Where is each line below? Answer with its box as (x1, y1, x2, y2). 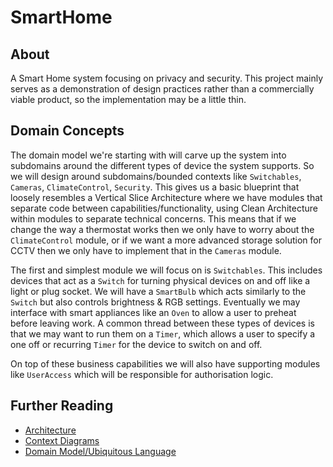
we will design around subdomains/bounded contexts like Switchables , (10, 170, 302, 182)
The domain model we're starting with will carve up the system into (10, 149, 287, 161)
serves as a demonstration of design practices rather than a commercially (10, 83, 315, 95)
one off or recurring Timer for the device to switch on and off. (10, 338, 263, 350)
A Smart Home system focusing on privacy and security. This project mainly (10, 72, 324, 84)
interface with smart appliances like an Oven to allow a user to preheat (10, 306, 297, 318)
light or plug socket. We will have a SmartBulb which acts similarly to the (10, 285, 307, 297)
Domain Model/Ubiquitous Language (24, 445, 177, 457)
